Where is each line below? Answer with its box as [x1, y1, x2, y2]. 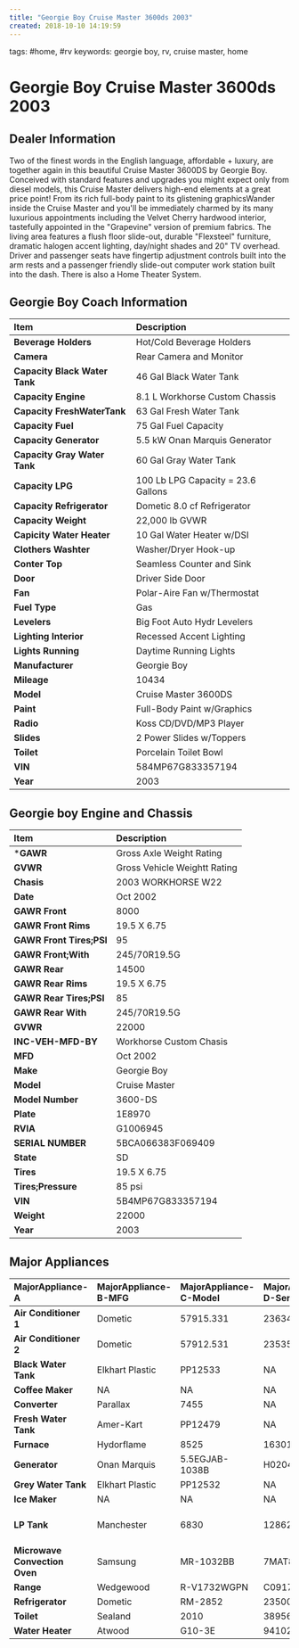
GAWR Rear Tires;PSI [13, 992, 105, 1004]
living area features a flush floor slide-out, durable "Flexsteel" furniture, [9, 231, 271, 242]
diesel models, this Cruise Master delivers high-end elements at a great [9, 184, 271, 194]
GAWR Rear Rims [13, 977, 88, 990]
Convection [13, 1555, 64, 1568]
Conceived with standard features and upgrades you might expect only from [9, 174, 289, 185]
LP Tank [13, 1518, 49, 1530]
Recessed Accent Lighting [135, 630, 246, 643]
